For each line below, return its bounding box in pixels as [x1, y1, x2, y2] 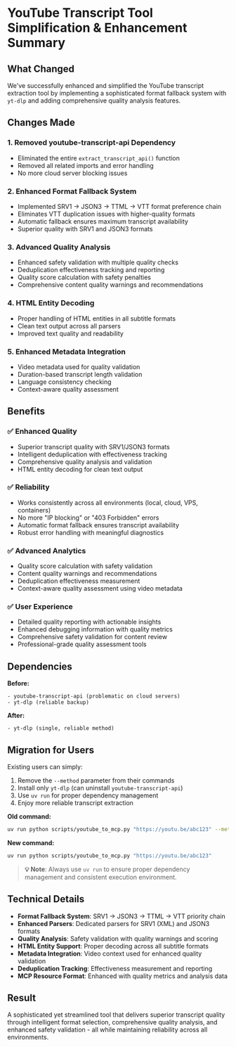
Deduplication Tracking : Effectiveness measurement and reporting [17, 964, 213, 972]
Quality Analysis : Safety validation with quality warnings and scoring [17, 934, 218, 943]
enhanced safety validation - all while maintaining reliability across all [7, 1025, 208, 1034]
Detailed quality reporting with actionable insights [17, 617, 162, 627]
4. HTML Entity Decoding [7, 298, 95, 308]
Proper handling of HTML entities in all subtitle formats [17, 314, 176, 323]
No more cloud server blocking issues [17, 169, 128, 177]
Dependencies [7, 660, 72, 672]
